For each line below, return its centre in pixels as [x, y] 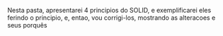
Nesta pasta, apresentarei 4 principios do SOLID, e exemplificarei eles [109, 10]
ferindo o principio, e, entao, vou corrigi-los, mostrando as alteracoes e [111, 18]
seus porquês [27, 25]
